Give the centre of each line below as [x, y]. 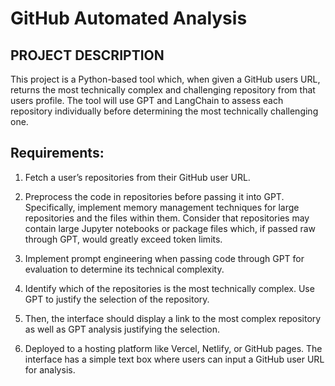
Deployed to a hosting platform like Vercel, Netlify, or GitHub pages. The [173, 348]
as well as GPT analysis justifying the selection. [122, 329]
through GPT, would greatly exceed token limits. [123, 239]
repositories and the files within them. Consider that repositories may [167, 218]
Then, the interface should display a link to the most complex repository [173, 318]
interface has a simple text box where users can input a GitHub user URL [174, 359]
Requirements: [57, 153]
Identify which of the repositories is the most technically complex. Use [169, 288]
